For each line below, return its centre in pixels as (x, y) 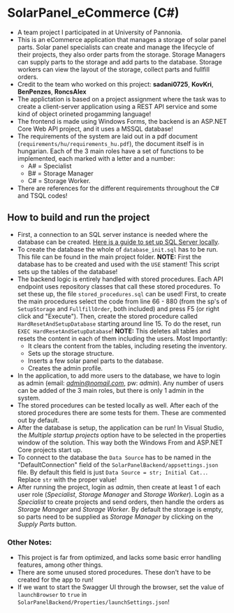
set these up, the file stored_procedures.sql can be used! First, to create (122, 294)
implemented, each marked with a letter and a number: (96, 158)
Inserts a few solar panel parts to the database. (96, 361)
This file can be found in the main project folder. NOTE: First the (109, 257)
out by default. (38, 420)
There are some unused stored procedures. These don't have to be (114, 572)
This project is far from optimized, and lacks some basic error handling (119, 558)
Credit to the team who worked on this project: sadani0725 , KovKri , (115, 84)
